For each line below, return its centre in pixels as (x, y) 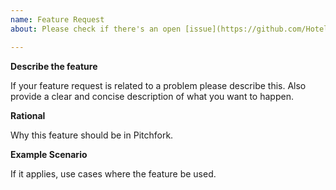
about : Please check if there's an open (96, 29)
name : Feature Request (57, 19)
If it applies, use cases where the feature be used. (113, 173)
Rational (28, 115)
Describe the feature (54, 66)
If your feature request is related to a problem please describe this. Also (158, 85)
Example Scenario (49, 154)
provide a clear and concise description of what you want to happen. (152, 96)
